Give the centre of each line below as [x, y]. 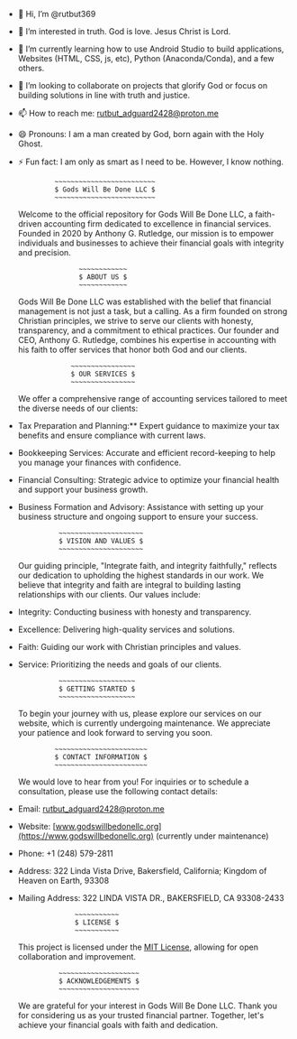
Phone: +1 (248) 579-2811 [66, 853]
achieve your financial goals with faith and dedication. [118, 1025]
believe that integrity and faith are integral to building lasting [129, 585]
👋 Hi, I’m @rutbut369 [57, 14]
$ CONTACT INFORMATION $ [101, 757]
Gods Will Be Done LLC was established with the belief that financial [144, 301]
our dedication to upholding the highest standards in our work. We [140, 575]
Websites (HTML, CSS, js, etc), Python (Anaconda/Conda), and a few [146, 58]
